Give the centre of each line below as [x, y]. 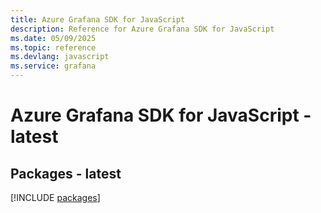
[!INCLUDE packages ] [55, 197]
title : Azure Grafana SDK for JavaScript [98, 19]
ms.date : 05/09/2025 [53, 38]
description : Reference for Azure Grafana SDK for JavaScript [142, 29]
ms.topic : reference [53, 47]
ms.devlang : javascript [60, 57]
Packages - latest [66, 173]
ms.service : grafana [53, 66]
